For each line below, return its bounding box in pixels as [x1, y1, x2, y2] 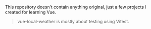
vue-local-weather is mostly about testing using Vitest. [17, 19, 130, 24]
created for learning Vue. [5, 9, 56, 15]
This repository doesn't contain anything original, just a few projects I [5, 4, 147, 10]
